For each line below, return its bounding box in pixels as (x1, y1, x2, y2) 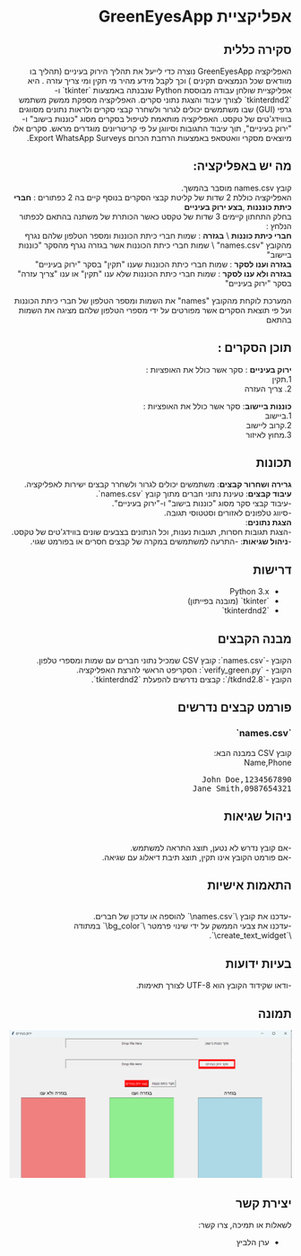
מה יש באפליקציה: (192, 159, 292, 174)
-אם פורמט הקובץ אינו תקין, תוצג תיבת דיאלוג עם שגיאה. (101, 851, 292, 863)
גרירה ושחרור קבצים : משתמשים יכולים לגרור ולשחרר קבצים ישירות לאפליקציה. (23, 479, 292, 490)
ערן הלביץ (236, 1237, 270, 1248)
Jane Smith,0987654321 (192, 783, 292, 794)
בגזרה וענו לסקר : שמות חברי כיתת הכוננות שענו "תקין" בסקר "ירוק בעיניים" (34, 259, 292, 269)
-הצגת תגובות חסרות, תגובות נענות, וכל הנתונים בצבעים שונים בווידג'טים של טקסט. (11, 527, 292, 538)
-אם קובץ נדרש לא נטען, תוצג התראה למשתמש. (130, 842, 292, 853)
